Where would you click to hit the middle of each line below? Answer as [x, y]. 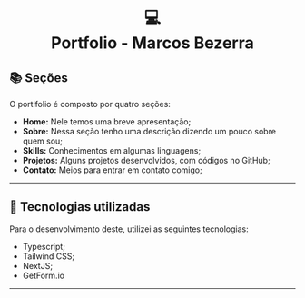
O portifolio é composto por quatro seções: [90, 104]
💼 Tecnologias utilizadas [80, 207]
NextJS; [37, 265]
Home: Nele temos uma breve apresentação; [107, 122]
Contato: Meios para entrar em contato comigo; [112, 170]
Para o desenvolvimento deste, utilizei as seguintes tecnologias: [129, 229]
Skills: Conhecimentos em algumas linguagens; [112, 150]
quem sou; [43, 141]
